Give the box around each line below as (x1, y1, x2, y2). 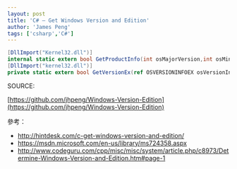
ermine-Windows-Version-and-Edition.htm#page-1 (17, 154, 166, 162)
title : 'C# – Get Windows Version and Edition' (7, 17, 150, 24)
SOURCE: (7, 82, 35, 90)
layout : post (7, 10, 46, 18)
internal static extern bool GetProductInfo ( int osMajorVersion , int (7, 56, 213, 63)
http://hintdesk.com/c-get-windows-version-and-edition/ (17, 131, 185, 139)
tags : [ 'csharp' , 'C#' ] (7, 30, 74, 37)
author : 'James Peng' (7, 23, 71, 30)
